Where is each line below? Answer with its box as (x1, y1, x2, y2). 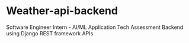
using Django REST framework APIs (6, 29, 94, 37)
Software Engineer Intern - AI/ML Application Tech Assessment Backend (6, 24, 184, 31)
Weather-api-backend (6, 4, 118, 18)
